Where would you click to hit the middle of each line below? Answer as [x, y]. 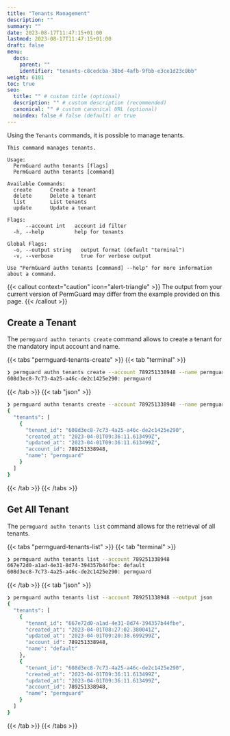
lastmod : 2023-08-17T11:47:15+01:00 [59, 39]
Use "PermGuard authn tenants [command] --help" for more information [110, 268]
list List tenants [50, 202]
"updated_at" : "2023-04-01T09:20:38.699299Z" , [93, 636]
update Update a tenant [55, 208]
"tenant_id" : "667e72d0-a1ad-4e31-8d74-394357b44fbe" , [105, 623]
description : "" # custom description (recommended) [90, 103]
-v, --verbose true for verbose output [82, 256]
